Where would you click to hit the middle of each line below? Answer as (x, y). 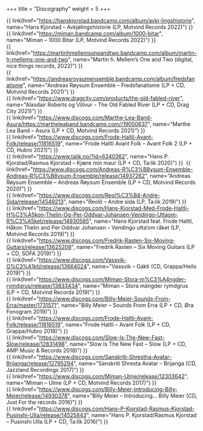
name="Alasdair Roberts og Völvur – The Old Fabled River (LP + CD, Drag (98, 105)
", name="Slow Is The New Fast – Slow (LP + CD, (125, 344)
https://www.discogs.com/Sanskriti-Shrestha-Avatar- (105, 357)
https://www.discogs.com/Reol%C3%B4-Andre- (100, 195)
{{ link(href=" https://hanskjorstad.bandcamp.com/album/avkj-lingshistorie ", (101, 20)
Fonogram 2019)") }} (32, 312)
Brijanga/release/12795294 (40, 363)
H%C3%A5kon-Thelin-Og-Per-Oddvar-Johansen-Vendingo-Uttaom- (92, 215)
